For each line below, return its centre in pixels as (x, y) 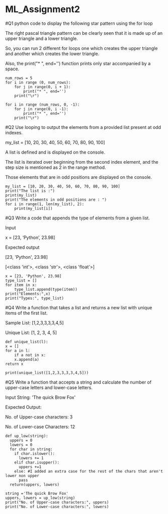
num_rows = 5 (19, 78)
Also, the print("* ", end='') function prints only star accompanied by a (78, 63)
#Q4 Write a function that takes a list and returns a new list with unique (79, 307)
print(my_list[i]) (33, 208)
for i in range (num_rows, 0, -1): (43, 105)
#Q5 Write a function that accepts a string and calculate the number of (78, 382)
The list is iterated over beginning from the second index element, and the (82, 162)
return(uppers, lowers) (34, 484)
